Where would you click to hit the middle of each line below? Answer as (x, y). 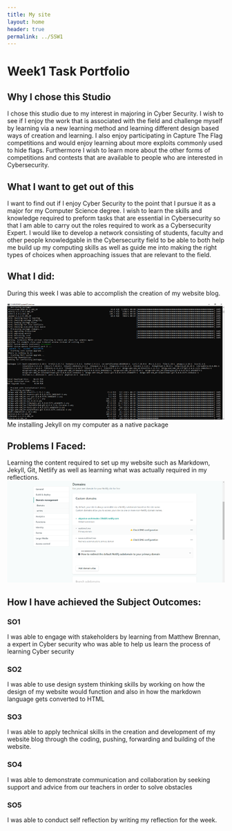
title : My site (29, 15)
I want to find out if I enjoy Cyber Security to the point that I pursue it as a (112, 203)
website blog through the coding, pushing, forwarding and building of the (111, 739)
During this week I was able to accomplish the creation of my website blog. (114, 293)
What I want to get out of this (71, 187)
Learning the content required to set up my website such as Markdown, (109, 463)
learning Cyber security (41, 651)
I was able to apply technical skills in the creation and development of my (111, 732)
